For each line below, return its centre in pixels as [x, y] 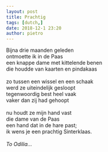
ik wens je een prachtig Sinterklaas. [49, 132]
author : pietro [25, 34]
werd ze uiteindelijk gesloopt [41, 88]
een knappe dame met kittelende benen [54, 63]
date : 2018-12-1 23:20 [34, 28]
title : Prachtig [26, 17]
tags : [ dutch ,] [25, 22]
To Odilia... [19, 144]
